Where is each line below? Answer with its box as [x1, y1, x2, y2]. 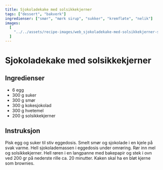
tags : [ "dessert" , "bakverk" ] [5, 12, 66, 16]
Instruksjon [5, 127, 40, 135]
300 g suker [12, 92, 37, 98]
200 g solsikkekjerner [12, 112, 56, 119]
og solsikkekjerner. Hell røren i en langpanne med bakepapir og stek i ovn [5, 150, 152, 155]
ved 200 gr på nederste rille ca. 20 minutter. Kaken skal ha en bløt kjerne [5, 155, 151, 161]
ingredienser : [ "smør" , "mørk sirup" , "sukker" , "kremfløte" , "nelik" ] [5, 16, 153, 21]
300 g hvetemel [12, 108, 44, 113]
